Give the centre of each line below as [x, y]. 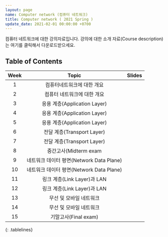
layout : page [19, 10]
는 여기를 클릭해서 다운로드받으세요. [40, 45]
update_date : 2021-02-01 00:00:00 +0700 [48, 24]
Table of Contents [34, 61]
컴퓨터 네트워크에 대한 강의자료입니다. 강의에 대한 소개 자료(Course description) [84, 39]
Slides [135, 75]
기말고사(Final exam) [74, 217]
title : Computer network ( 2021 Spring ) [49, 19]
